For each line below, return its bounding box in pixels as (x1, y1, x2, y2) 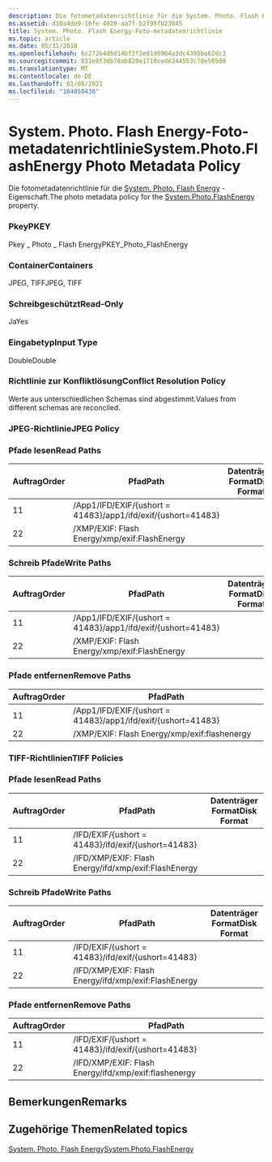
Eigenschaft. (8, 192, 50, 202)
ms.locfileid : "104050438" (8, 87, 100, 96)
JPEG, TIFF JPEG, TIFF (8, 277, 83, 288)
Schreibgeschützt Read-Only (8, 298, 124, 309)
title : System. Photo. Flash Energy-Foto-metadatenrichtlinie (8, 27, 223, 35)
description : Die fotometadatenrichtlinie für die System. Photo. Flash (8, 11, 259, 20)
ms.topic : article (8, 34, 70, 43)
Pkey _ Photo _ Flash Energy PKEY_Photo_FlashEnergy (8, 239, 189, 249)
